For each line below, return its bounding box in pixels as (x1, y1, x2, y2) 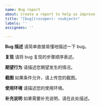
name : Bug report (5, 7, 41, 12)
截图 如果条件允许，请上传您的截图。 (5, 75, 79, 81)
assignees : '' (5, 25, 34, 30)
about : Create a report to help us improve (5, 12, 96, 17)
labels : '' (5, 21, 27, 26)
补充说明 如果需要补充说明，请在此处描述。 (5, 96, 92, 102)
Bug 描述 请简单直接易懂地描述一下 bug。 (5, 43, 89, 49)
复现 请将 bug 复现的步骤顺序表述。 (5, 54, 77, 60)
